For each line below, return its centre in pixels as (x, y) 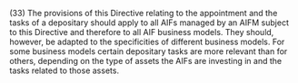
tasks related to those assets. (65, 70)
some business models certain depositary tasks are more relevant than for (149, 51)
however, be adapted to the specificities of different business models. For (147, 41)
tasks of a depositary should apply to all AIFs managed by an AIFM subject (149, 23)
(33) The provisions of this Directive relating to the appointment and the (144, 13)
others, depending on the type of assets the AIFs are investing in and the (146, 61)
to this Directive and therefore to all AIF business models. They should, (142, 32)
